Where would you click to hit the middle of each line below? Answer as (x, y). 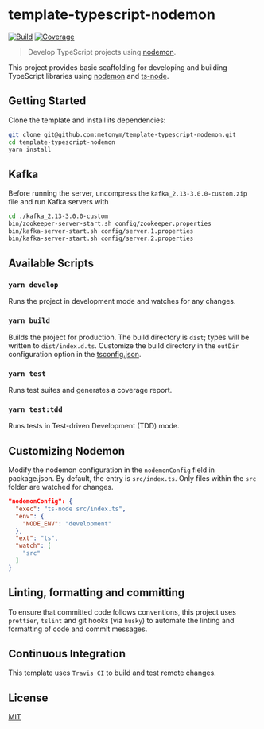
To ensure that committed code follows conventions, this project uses (122, 612)
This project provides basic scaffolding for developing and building (118, 67)
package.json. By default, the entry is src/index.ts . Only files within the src (132, 479)
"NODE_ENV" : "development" (67, 523)
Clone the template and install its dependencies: (87, 120)
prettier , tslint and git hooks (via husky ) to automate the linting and (121, 620)
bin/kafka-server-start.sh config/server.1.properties (101, 231)
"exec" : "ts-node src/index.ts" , (71, 509)
